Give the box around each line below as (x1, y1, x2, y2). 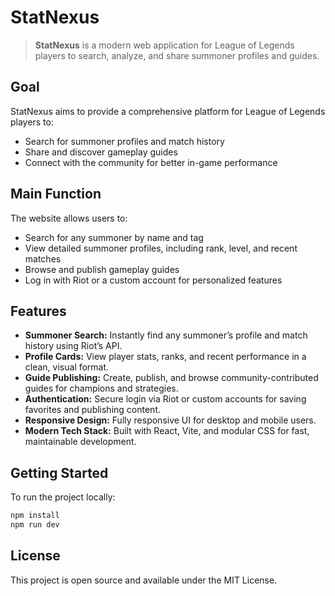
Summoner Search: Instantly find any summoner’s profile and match (24, 329, 308, 341)
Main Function (10, 186, 102, 203)
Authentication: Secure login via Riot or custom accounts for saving (24, 393, 307, 405)
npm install (10, 511, 60, 521)
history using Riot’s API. (24, 340, 123, 352)
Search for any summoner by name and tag (24, 231, 204, 243)
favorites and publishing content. (24, 404, 161, 416)
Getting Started (10, 464, 109, 481)
